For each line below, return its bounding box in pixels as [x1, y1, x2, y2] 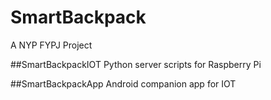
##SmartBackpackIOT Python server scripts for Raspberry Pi [10, 58, 262, 70]
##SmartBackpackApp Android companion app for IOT [10, 77, 237, 90]
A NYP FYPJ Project [10, 39, 93, 51]
